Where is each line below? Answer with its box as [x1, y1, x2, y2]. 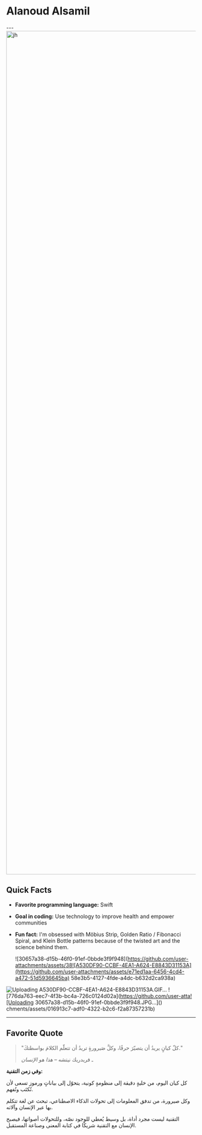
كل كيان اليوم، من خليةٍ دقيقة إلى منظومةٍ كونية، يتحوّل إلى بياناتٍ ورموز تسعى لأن [6, 1079, 188, 1086]
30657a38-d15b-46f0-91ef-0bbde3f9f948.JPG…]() [35, 999, 162, 1006]
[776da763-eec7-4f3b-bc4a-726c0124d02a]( [6, 992, 120, 999]
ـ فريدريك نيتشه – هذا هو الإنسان [20, 1056, 94, 1063]
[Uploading [6, 999, 34, 1006]
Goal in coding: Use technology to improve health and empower [14, 913, 174, 920]
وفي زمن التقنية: [6, 1067, 43, 1074]
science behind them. [14, 943, 69, 950]
